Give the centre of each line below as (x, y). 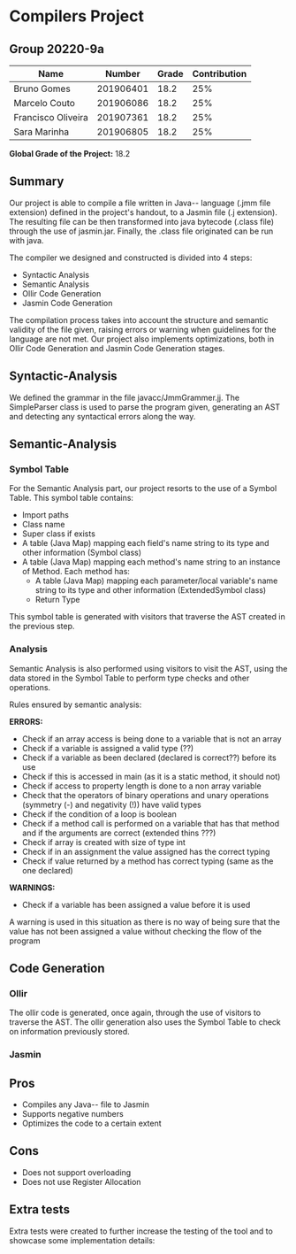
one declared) (47, 870)
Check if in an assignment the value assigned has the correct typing (146, 851)
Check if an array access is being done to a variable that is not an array (152, 739)
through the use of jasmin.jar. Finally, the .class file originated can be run (141, 231)
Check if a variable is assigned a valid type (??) (108, 748)
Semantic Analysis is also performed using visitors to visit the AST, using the (148, 668)
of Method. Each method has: (76, 572)
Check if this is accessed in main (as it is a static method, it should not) (151, 776)
